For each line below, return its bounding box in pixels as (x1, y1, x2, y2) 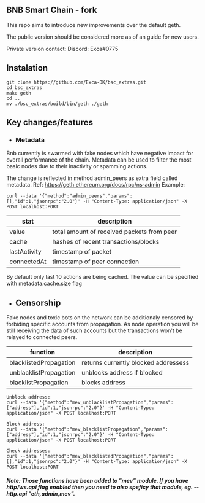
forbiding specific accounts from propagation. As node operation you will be (6, 321, 199, 328)
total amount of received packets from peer (52, 227, 177, 236)
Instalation (6, 63, 48, 73)
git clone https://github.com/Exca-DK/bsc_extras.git (6, 79, 147, 85)
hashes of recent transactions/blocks (52, 238, 160, 246)
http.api (6, 489, 28, 497)
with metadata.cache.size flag (6, 279, 83, 287)
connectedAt (9, 257, 47, 266)
